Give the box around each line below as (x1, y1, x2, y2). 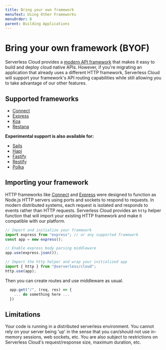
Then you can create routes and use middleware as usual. (5, 277, 123, 283)
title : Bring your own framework (5, 7, 74, 12)
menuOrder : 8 (5, 16, 32, 21)
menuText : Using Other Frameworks (5, 12, 77, 17)
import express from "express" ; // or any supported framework (5, 232, 139, 237)
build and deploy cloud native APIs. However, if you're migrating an (5, 64, 142, 70)
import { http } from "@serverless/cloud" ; (5, 264, 97, 269)
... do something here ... (14, 292, 70, 297)
